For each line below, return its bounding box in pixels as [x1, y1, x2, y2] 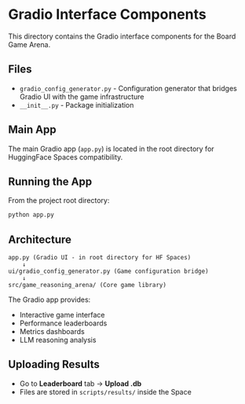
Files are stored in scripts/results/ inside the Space [19, 387, 192, 396]
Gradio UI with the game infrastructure [19, 92, 144, 101]
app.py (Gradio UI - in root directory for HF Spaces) [8, 254, 192, 262]
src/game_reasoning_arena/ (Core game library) [8, 281, 167, 289]
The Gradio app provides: [8, 295, 91, 304]
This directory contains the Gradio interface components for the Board [8, 31, 236, 41]
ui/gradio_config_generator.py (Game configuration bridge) [8, 267, 210, 276]
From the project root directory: [8, 196, 110, 205]
